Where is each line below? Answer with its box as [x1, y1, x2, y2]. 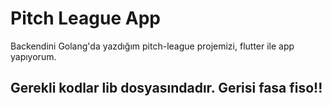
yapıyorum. [10, 50, 57, 62]
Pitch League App [10, 7, 161, 30]
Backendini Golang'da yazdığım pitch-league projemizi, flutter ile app [10, 40, 295, 52]
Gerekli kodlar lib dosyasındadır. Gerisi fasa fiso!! [10, 80, 323, 97]
